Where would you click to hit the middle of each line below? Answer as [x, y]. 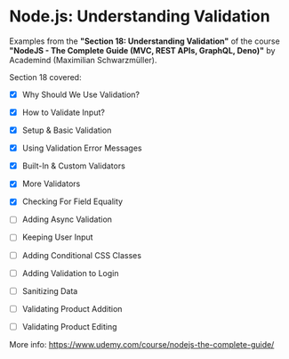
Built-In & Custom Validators [74, 166]
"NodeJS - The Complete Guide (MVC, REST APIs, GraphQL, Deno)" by [142, 50]
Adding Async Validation [67, 219]
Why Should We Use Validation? [81, 94]
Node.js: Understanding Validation [140, 16]
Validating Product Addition [72, 308]
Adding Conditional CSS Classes [82, 255]
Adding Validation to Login [70, 273]
